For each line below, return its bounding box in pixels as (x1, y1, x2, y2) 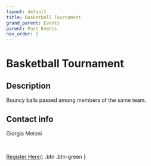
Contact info (6, 114, 54, 124)
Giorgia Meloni (6, 129, 42, 137)
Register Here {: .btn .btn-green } (6, 153, 87, 160)
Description (6, 80, 51, 90)
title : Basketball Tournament (6, 14, 82, 20)
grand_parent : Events (6, 20, 60, 26)
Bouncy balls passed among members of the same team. (6, 96, 146, 104)
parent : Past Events (6, 25, 58, 32)
